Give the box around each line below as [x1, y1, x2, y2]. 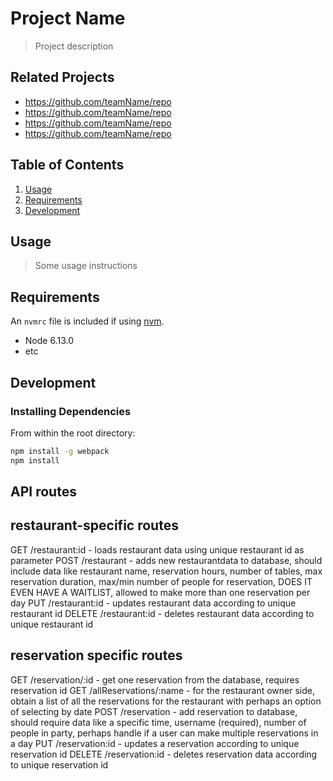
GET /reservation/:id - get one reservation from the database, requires [10, 673, 300, 686]
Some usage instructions [34, 260, 138, 272]
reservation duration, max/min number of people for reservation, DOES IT [10, 575, 313, 587]
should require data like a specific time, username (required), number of [10, 716, 307, 728]
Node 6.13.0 [24, 335, 74, 347]
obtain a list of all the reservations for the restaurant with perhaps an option [10, 695, 322, 707]
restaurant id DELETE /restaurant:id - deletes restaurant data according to [10, 607, 315, 619]
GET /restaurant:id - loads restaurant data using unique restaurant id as [10, 543, 305, 556]
